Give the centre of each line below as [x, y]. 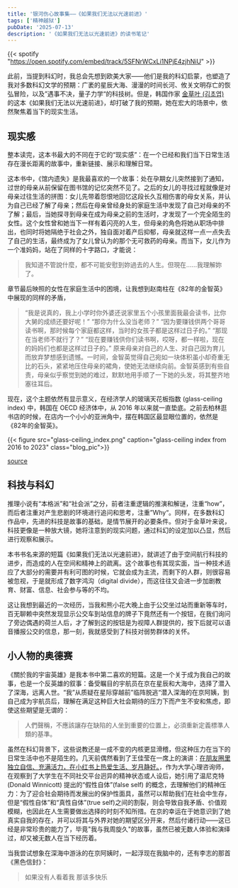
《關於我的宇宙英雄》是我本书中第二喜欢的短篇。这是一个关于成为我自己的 [116, 674]
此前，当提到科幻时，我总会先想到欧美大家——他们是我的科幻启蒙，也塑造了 [119, 76]
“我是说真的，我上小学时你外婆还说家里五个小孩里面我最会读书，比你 [125, 313]
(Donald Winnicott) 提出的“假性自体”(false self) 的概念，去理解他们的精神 [114, 784]
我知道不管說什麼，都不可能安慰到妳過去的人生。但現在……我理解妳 [123, 265]
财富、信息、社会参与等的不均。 [66, 590]
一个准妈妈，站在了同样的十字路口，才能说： [73, 250]
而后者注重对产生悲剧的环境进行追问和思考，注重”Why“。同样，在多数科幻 [116, 512]
